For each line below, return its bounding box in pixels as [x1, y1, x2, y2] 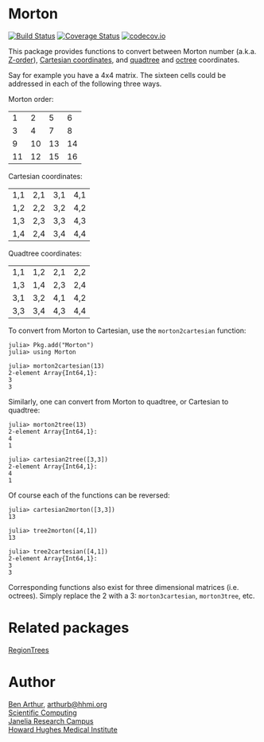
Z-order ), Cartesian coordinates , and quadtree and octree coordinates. [8, 55, 240, 64]
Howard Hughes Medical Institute [8, 724, 118, 734]
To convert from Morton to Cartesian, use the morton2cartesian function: [8, 326, 247, 335]
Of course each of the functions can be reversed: [8, 490, 170, 500]
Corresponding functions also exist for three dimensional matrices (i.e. [8, 582, 239, 592]
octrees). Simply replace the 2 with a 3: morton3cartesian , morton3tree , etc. [8, 591, 255, 600]
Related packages [8, 619, 130, 637]
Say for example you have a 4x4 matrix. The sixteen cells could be [8, 70, 227, 80]
